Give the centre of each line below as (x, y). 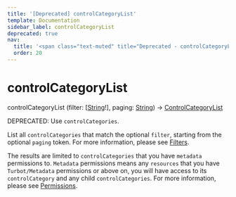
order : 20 (28, 53)
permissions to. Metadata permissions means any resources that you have (113, 163)
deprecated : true (33, 33)
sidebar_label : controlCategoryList (61, 27)
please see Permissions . (42, 185)
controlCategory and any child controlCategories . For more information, (112, 178)
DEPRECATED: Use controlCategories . (63, 121)
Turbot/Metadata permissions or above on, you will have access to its (107, 170)
